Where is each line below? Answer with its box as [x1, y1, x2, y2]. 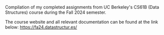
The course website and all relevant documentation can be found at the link [5, 19, 159, 25]
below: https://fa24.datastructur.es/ [5, 24, 77, 30]
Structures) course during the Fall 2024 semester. [5, 9, 107, 15]
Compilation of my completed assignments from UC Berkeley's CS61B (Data [5, 4, 159, 10]
